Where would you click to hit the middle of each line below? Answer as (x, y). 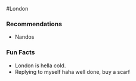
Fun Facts (21, 52)
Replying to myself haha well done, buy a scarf (72, 71)
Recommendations (34, 24)
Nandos (24, 37)
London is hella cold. (40, 66)
